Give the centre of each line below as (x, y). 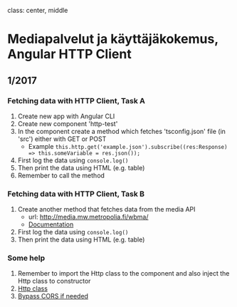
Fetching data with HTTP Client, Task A (77, 100)
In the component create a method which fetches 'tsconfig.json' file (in (122, 131)
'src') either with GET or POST (62, 139)
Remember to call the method (61, 175)
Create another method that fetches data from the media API (106, 209)
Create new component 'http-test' (68, 123)
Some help (26, 258)
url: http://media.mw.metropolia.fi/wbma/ (88, 217)
